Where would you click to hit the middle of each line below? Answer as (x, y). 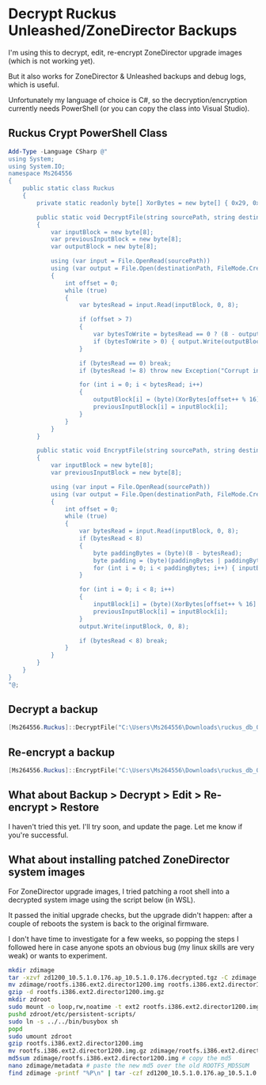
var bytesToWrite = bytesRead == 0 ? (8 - (164, 334)
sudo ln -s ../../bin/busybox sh (63, 1022)
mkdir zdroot (30, 1000)
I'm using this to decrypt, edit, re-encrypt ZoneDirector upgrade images (125, 52)
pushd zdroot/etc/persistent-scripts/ (72, 1014)
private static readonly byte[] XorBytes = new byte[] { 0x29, (143, 203)
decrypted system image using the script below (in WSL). (102, 900)
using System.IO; (37, 166)
